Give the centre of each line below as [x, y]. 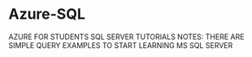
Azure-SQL [47, 14]
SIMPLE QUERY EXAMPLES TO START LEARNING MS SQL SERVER [121, 45]
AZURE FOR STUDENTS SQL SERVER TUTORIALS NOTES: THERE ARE [126, 37]
